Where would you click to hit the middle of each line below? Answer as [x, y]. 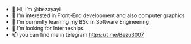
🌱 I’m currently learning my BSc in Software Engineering [80, 22]
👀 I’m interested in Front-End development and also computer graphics [98, 15]
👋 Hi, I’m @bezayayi [36, 9]
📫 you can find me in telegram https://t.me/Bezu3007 [78, 35]
